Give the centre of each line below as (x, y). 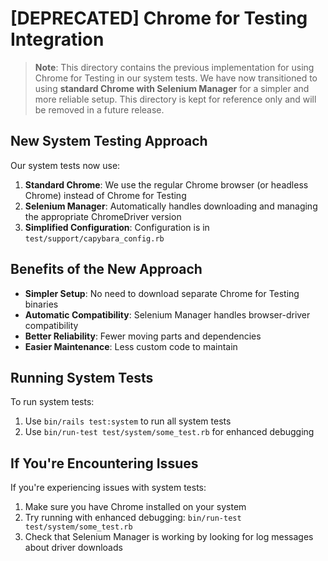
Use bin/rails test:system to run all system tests (128, 421)
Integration (57, 39)
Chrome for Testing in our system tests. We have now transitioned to (176, 78)
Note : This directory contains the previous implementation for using (174, 67)
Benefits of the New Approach (106, 269)
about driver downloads (73, 548)
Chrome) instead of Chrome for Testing (105, 195)
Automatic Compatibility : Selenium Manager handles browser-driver (167, 314)
